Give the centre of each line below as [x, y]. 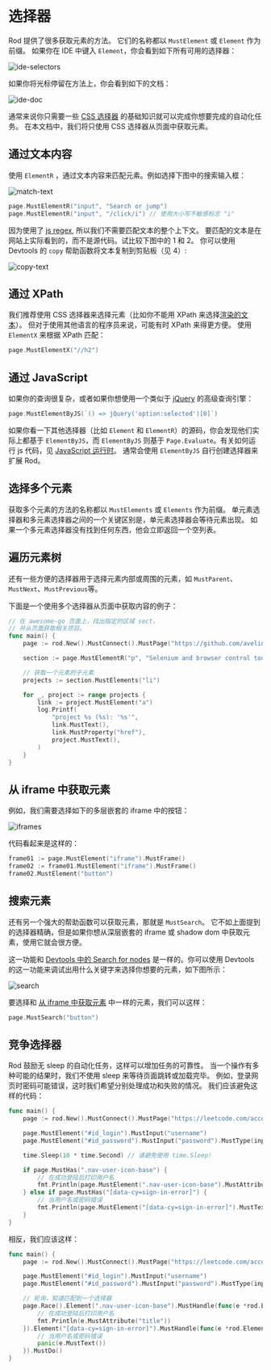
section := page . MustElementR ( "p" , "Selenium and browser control [137, 658]
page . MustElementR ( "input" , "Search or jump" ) [88, 206]
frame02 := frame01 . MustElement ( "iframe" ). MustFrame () [102, 866]
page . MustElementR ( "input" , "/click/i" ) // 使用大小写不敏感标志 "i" [122, 214]
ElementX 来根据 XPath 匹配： [57, 335]
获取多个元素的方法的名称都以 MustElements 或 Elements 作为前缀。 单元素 [131, 509]
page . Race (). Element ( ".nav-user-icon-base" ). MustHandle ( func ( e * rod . [142, 1306]
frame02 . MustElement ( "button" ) [61, 873]
